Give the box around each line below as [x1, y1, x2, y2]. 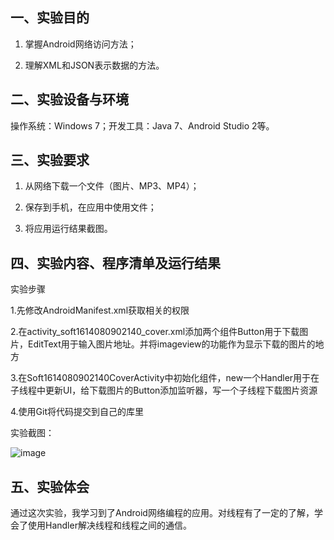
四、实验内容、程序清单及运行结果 [10, 254, 221, 272]
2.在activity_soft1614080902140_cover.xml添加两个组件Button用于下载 [10, 326, 300, 338]
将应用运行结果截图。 [24, 223, 113, 235]
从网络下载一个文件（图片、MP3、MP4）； [24, 180, 200, 192]
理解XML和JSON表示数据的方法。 [24, 59, 165, 71]
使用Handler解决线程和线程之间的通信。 [27, 519, 192, 532]
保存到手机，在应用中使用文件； [24, 201, 157, 213]
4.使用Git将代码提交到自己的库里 [10, 406, 145, 418]
